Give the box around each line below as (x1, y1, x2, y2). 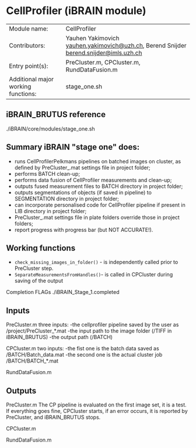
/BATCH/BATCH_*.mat (6, 357, 59, 364)
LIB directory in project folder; (14, 207, 87, 214)
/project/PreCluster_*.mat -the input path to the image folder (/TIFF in (6, 327, 172, 334)
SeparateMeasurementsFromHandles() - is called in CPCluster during (14, 271, 173, 278)
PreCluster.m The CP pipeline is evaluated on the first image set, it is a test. (6, 401, 187, 408)
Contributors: (9, 41, 45, 49)
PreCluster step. (14, 265, 54, 272)
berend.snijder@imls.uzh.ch (65, 49, 142, 57)
